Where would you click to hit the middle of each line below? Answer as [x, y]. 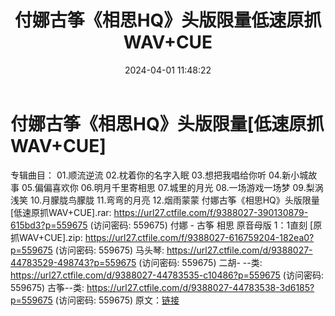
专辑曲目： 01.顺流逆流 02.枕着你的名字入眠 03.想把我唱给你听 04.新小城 [159, 175]
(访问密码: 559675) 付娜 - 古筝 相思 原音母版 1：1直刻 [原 [206, 225]
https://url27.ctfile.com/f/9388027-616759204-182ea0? [199, 237]
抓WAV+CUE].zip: [46, 237]
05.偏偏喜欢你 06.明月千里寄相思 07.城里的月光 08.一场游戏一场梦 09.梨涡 [172, 187]
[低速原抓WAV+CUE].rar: [61, 212]
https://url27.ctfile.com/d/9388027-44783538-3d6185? [200, 287]
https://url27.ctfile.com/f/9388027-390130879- [211, 212]
